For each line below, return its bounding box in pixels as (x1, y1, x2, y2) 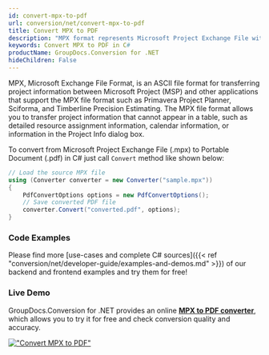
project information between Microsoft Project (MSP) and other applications (8, 86, 259, 96)
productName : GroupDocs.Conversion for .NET (8, 49, 159, 57)
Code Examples (8, 232, 70, 243)
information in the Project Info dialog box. (8, 129, 145, 138)
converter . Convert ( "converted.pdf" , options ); (22, 205, 181, 214)
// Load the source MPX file (8, 169, 106, 177)
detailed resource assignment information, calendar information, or (8, 121, 230, 130)
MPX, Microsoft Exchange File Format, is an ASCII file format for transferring (8, 78, 260, 88)
